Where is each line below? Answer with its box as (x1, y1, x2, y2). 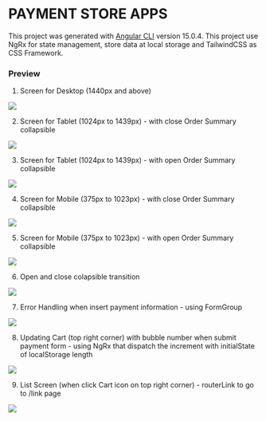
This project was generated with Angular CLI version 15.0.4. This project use (8, 31, 259, 41)
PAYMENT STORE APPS (8, 5, 168, 23)
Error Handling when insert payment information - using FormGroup (19, 302, 243, 312)
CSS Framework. (8, 48, 64, 57)
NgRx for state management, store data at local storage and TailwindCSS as (8, 39, 257, 49)
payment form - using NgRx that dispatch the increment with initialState (19, 341, 255, 351)
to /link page (19, 388, 61, 399)
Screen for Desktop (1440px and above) (19, 86, 151, 96)
